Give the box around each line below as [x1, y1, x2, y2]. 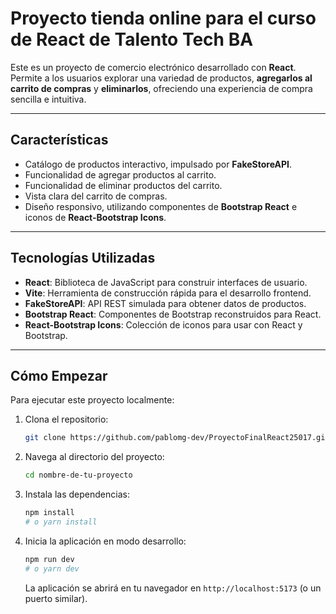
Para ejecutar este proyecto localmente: [10, 394, 175, 406]
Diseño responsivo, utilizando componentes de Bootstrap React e [24, 200, 298, 212]
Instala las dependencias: [24, 488, 130, 501]
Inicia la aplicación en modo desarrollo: [24, 535, 187, 547]
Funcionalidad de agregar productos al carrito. [24, 168, 217, 181]
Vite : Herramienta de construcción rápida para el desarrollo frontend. [24, 287, 312, 299]
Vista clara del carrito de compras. [24, 190, 168, 202]
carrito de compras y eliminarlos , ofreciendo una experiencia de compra [10, 82, 313, 94]
